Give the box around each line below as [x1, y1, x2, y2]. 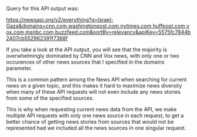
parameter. [6, 65, 33, 72]
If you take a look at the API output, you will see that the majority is [6, 46, 167, 53]
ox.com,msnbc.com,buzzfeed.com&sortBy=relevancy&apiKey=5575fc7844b [6, 29, 191, 36]
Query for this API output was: [6, 5, 79, 12]
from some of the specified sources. [6, 94, 94, 101]
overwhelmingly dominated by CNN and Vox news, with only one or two [6, 52, 180, 59]
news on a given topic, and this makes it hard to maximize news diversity [6, 82, 182, 89]
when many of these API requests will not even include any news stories [6, 89, 181, 95]
